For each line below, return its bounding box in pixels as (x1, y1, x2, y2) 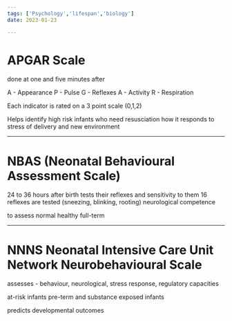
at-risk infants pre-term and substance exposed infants (7, 293, 164, 301)
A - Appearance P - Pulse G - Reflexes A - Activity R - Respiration (7, 88, 194, 97)
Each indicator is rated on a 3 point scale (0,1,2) (7, 101, 142, 110)
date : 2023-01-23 (7, 17, 57, 23)
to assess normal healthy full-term (7, 211, 105, 220)
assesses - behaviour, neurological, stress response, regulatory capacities (7, 280, 219, 288)
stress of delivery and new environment (7, 122, 120, 131)
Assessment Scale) (7, 168, 121, 184)
